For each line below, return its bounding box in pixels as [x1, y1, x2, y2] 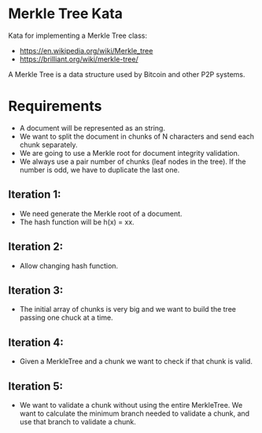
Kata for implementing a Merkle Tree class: [8, 31, 148, 40]
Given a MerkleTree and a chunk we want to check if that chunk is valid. [19, 357, 253, 366]
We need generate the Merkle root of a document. [19, 209, 183, 218]
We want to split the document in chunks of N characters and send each [19, 131, 254, 141]
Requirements [8, 98, 102, 115]
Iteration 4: [8, 335, 65, 349]
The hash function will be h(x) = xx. [19, 217, 135, 227]
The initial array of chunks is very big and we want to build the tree [19, 305, 236, 314]
